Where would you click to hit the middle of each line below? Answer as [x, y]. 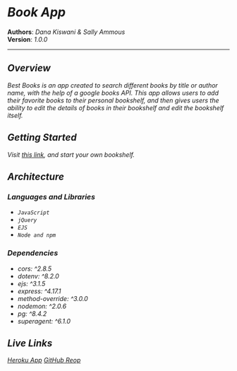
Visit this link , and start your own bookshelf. [71, 154]
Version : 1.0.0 [28, 39]
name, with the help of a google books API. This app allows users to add [113, 93]
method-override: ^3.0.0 [53, 298]
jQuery [27, 220]
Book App [36, 12]
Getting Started [42, 137]
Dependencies [33, 253]
